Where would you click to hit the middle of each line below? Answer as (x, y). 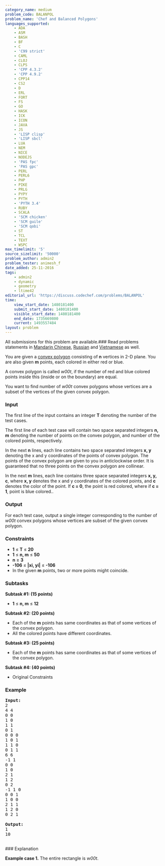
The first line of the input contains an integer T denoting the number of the (81, 415)
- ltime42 (24, 291)
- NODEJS (23, 157)
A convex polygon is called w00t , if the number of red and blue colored (78, 372)
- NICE (21, 153)
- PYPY (21, 194)
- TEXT (21, 240)
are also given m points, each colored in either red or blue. (65, 362)
